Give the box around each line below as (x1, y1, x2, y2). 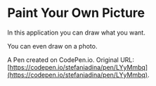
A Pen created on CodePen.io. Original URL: (7, 55, 135, 64)
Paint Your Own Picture (7, 5, 145, 21)
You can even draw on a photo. (7, 42, 98, 50)
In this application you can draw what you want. (7, 28, 145, 37)
